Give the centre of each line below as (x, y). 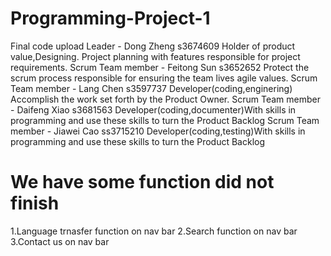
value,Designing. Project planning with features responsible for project (155, 56)
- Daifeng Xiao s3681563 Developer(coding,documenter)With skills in (153, 109)
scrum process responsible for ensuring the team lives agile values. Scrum (164, 78)
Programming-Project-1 (110, 18)
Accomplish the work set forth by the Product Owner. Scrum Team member (165, 99)
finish (35, 203)
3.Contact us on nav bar (60, 241)
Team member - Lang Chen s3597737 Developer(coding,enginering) (151, 88)
